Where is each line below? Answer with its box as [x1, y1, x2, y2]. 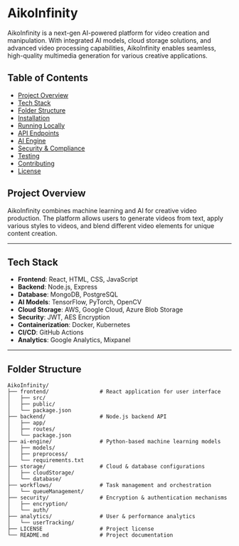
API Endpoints [17, 128, 59, 137]
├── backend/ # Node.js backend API [7, 413, 167, 421]
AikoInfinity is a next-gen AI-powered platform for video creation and [7, 29, 210, 37]
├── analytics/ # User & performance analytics [7, 513, 196, 520]
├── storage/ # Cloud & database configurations [7, 463, 205, 470]
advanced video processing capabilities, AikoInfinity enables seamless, [7, 43, 217, 52]
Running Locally [17, 121, 65, 130]
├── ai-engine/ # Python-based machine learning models [7, 438, 221, 445]
